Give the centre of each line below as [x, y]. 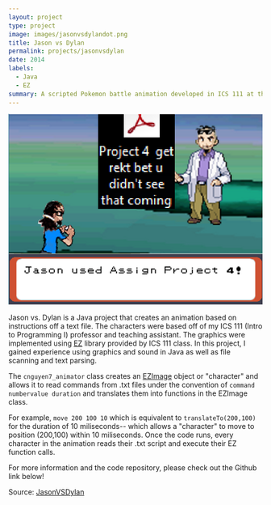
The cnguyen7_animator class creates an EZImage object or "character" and [133, 376]
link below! [26, 476]
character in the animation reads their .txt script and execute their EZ [123, 443]
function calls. [32, 452]
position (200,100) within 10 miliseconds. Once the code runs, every [121, 435]
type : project [32, 25]
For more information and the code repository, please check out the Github [133, 467]
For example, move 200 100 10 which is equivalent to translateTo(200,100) [132, 418]
